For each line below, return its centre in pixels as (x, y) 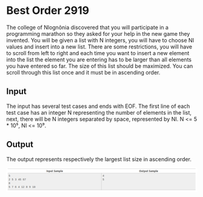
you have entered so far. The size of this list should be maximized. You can (100, 66)
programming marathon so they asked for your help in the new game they (98, 33)
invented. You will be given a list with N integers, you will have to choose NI (100, 40)
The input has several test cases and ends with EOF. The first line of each (98, 106)
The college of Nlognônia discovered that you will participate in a (87, 27)
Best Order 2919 (48, 11)
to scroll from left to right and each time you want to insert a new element (98, 53)
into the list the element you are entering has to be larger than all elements (99, 59)
